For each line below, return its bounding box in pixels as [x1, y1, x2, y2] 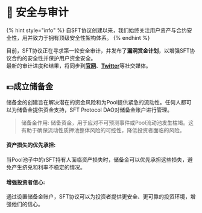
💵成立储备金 [6, 81, 53, 92]
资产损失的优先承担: [6, 141, 56, 148]
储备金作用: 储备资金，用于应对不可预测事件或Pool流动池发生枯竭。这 [21, 119, 194, 126]
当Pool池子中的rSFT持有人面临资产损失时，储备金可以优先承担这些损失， [6, 156, 188, 163]
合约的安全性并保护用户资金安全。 [11, 54, 96, 62]
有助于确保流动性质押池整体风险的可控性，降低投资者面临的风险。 [21, 126, 185, 133]
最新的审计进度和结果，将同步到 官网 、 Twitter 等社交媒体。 [6, 62, 152, 69]
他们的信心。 [11, 200, 43, 208]
